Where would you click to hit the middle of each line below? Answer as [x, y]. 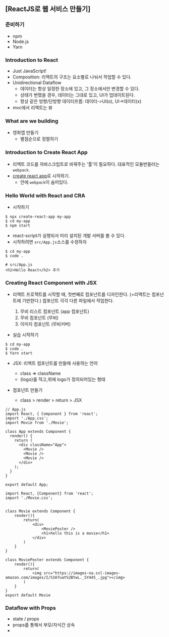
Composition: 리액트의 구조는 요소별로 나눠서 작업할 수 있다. [72, 77]
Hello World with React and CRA [45, 195]
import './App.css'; [27, 419]
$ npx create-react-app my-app [38, 216]
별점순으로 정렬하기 [39, 139]
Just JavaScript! [30, 71]
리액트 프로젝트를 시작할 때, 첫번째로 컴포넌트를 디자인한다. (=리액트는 [81, 294]
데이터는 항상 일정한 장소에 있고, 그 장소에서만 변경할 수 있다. [80, 88]
